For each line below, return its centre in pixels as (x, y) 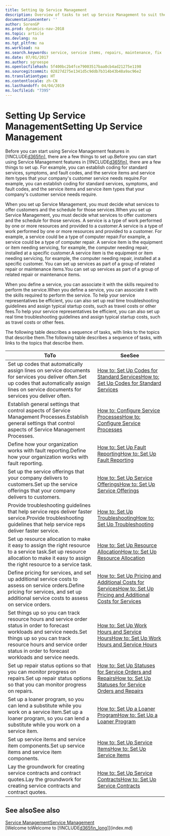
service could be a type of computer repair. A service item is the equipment (84, 242)
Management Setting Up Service (74, 126)
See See (130, 356)
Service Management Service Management (50, 823)
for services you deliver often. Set (47, 377)
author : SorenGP (22, 24)
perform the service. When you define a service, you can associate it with (81, 290)
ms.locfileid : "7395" (28, 90)
